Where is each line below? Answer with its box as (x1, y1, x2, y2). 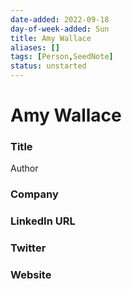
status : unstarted (10, 61, 87, 71)
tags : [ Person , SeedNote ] (10, 52, 114, 62)
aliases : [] (10, 42, 60, 53)
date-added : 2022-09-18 (10, 14, 110, 25)
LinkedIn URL (10, 214, 76, 228)
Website (10, 268, 52, 282)
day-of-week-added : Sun (10, 24, 110, 34)
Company (10, 187, 59, 201)
